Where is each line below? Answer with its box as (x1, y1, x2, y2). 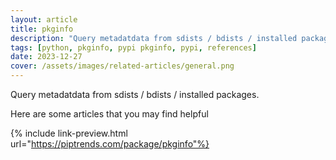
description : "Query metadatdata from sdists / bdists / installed (10, 33, 298, 43)
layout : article (10, 14, 78, 25)
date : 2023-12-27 (10, 52, 83, 62)
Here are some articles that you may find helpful (10, 108, 209, 120)
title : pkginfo (10, 24, 74, 34)
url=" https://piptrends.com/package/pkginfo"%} (10, 138, 210, 150)
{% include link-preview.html (10, 127, 128, 139)
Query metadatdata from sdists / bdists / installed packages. (10, 89, 260, 100)
